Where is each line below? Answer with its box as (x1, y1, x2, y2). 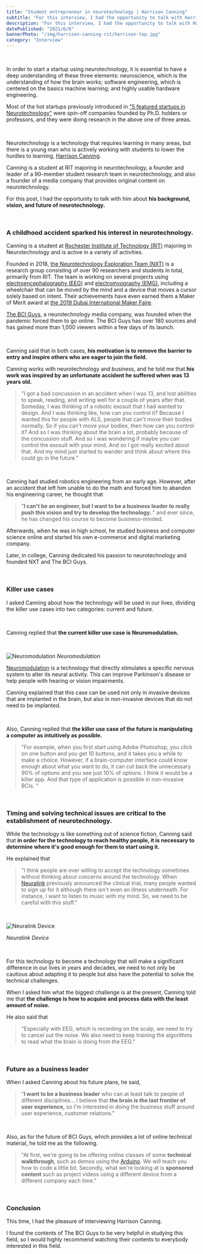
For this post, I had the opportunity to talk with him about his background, (6, 195, 191, 202)
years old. (6, 378, 32, 386)
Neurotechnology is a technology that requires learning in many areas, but (6, 139, 192, 146)
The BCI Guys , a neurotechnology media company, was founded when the (6, 310, 192, 318)
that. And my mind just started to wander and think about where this (21, 448, 191, 455)
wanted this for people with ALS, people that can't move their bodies (21, 416, 192, 423)
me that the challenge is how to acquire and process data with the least (6, 995, 188, 1002)
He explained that (6, 854, 50, 862)
